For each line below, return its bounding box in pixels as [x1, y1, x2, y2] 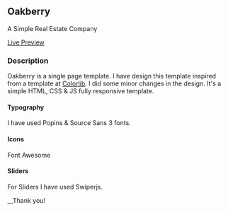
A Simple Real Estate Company [7, 24, 98, 33]
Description [7, 56, 49, 66]
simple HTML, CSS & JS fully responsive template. [7, 87, 154, 95]
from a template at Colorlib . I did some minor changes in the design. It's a [7, 79, 222, 88]
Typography [7, 102, 45, 112]
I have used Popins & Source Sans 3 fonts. [7, 119, 131, 127]
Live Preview [7, 38, 45, 47]
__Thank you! [7, 196, 46, 204]
